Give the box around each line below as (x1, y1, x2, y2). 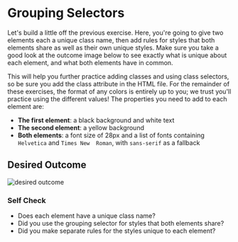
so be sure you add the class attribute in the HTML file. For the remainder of (7, 79, 229, 88)
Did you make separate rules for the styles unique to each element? (17, 226, 216, 235)
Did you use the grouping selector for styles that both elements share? (17, 219, 225, 228)
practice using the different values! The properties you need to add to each (7, 94, 227, 103)
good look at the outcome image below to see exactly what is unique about (7, 51, 227, 59)
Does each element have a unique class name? (17, 212, 156, 220)
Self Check (7, 195, 46, 205)
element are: (7, 102, 45, 110)
